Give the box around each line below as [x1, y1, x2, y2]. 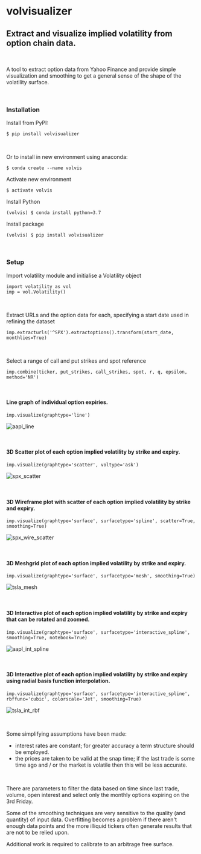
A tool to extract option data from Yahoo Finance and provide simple [6, 66, 176, 73]
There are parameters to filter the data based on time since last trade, [6, 784, 179, 792]
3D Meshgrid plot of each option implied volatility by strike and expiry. [6, 559, 187, 567]
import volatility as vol [6, 283, 71, 289]
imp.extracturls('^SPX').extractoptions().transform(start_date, [6, 329, 174, 335]
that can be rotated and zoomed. [6, 616, 90, 623]
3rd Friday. [6, 798, 33, 805]
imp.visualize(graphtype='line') [6, 412, 91, 418]
